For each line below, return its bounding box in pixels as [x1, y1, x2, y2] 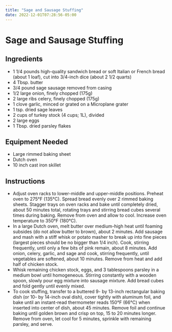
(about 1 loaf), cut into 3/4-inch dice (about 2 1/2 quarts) [12, 74, 132, 80]
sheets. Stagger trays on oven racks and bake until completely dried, [12, 201, 158, 208]
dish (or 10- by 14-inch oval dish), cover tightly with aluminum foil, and [12, 294, 161, 300]
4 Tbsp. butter [12, 79, 44, 85]
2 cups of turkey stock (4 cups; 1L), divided [12, 112, 104, 118]
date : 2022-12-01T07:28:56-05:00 [5, 12, 77, 17]
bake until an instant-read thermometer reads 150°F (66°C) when [12, 299, 150, 305]
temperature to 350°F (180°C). [12, 218, 77, 224]
